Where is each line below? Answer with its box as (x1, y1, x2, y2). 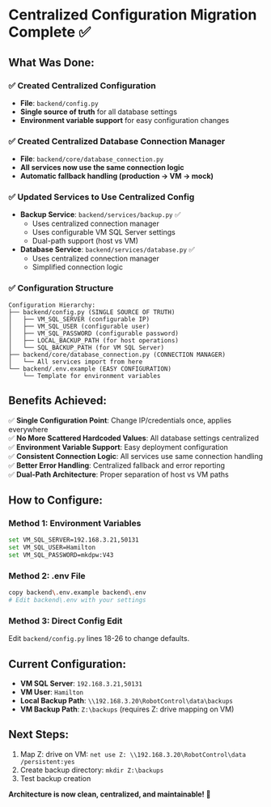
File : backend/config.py (19, 98, 99, 108)
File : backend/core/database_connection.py (19, 154, 164, 164)
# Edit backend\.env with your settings (8, 597, 147, 605)
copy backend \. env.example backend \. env (8, 588, 147, 597)
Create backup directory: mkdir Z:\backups (19, 765, 164, 775)
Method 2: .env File (8, 570, 87, 581)
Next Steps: (8, 728, 69, 741)
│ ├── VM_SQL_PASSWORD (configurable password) (8, 329, 180, 338)
